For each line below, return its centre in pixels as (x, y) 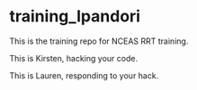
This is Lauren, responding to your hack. (84, 75)
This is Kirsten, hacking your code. (73, 58)
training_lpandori (75, 16)
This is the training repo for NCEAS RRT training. (99, 41)
